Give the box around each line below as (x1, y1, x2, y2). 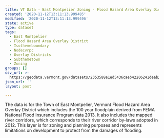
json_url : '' (5, 79, 32, 84)
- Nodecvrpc (9, 48, 34, 52)
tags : (5, 30, 16, 34)
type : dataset (5, 25, 34, 30)
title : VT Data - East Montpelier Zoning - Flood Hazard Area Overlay (5, 7, 152, 12)
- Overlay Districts (9, 52, 51, 57)
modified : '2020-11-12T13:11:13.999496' (5, 16, 89, 21)
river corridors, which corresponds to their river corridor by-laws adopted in (5, 117, 158, 123)
